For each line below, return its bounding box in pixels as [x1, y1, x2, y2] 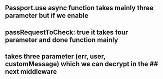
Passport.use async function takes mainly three [5, 4, 154, 12]
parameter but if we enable [5, 12, 89, 20]
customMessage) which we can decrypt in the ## [5, 60, 158, 68]
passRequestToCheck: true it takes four [5, 28, 128, 36]
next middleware [5, 68, 57, 76]
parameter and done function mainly [5, 36, 118, 44]
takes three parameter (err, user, [5, 52, 106, 60]
